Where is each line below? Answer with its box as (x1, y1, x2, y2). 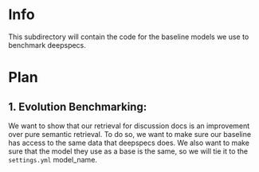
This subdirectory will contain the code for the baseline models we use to (8, 32, 249, 41)
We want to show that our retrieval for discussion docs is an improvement (8, 121, 250, 131)
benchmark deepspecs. (8, 40, 86, 49)
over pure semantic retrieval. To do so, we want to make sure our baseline (8, 129, 252, 139)
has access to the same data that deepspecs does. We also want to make (8, 138, 249, 147)
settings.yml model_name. (8, 154, 98, 164)
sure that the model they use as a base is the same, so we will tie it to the (8, 146, 249, 156)
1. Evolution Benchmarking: (8, 100, 147, 113)
